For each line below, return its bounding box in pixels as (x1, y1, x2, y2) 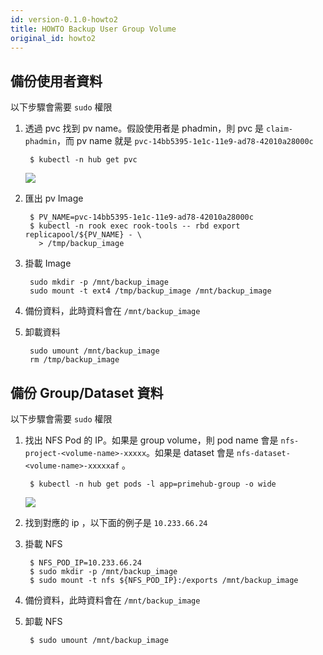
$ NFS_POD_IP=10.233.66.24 (29, 558, 142, 568)
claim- (266, 124, 293, 135)
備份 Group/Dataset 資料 (10, 384, 164, 401)
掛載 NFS (24, 538, 63, 550)
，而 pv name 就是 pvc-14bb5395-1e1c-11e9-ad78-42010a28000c (56, 135, 314, 147)
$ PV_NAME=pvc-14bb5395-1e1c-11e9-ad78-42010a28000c (29, 212, 254, 223)
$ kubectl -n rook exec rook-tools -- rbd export (29, 221, 241, 231)
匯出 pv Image (24, 192, 84, 205)
